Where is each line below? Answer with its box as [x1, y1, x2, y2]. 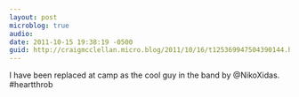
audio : [9, 29, 34, 38]
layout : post [9, 12, 58, 22]
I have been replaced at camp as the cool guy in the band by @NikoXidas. [9, 70, 280, 80]
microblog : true [9, 21, 69, 30]
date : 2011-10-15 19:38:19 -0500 [9, 37, 133, 47]
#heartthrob [9, 79, 53, 90]
